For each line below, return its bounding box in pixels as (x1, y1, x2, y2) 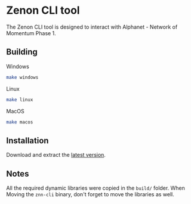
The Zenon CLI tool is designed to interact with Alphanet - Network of (6, 23, 178, 30)
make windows (6, 74, 39, 81)
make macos (6, 119, 33, 125)
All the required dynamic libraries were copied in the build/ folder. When (6, 184, 185, 191)
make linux (6, 97, 33, 103)
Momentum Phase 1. (6, 29, 57, 36)
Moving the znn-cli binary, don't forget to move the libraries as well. (6, 191, 175, 197)
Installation (6, 135, 49, 146)
